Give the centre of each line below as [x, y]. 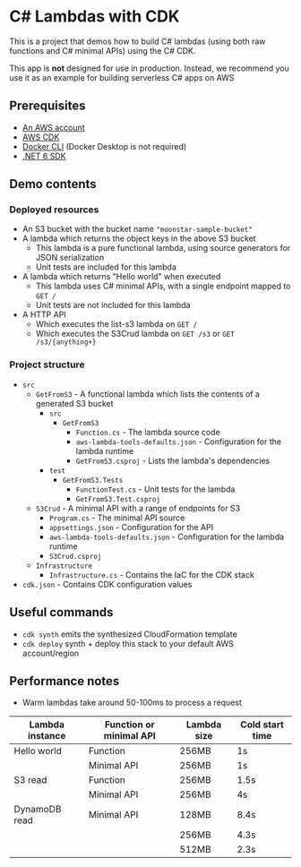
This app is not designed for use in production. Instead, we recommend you [149, 68]
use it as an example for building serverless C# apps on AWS [122, 77]
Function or [129, 725]
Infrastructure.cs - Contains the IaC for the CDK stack [152, 574]
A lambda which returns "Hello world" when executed [121, 277]
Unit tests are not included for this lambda [113, 305]
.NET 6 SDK [44, 156]
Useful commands [61, 612]
